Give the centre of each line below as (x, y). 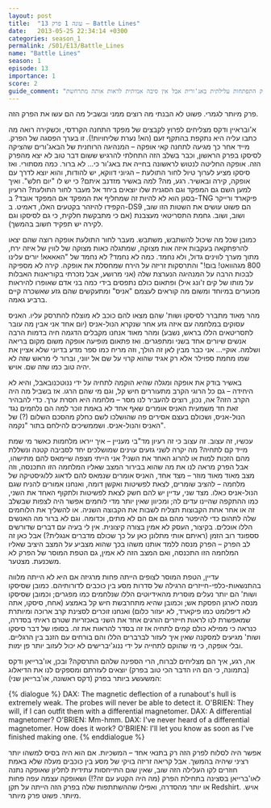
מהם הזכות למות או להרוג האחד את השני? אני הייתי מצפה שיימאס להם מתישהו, (129, 458)
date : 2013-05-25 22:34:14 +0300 (68, 31)
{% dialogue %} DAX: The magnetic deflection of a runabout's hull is (122, 694)
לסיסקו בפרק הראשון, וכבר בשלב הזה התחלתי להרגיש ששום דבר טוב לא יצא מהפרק (135, 155)
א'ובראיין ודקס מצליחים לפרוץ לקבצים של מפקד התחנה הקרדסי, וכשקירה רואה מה (132, 129)
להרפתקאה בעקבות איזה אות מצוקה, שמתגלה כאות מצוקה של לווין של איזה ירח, (128, 248)
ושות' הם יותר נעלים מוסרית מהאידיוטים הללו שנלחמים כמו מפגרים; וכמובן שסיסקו (133, 594)
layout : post (30, 16)
